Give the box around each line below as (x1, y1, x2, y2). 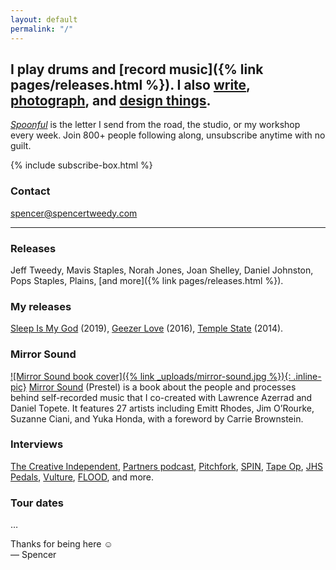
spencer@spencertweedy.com (10, 207, 138, 219)
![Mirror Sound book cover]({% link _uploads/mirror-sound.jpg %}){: (10, 370, 292, 382)
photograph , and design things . (10, 92, 212, 109)
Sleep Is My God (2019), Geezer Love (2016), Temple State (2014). (10, 322, 284, 335)
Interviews (10, 437, 64, 451)
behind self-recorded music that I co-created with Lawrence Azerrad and (10, 391, 313, 403)
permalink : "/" (10, 24, 74, 34)
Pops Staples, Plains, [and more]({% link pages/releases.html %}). (10, 274, 284, 286)
